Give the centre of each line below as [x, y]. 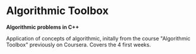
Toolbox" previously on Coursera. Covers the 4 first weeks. [79, 45]
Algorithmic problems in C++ [43, 27]
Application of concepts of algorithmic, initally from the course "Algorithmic [99, 38]
